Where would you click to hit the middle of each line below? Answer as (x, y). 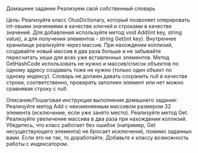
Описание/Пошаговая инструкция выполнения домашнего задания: (92, 100)
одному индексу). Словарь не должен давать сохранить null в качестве (97, 76)
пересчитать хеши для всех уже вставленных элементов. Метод (88, 57)
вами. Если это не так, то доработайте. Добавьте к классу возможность (98, 137)
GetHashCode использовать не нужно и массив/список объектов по (93, 64)
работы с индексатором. (37, 144)
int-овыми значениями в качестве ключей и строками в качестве (89, 26)
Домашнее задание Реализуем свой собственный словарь (81, 9)
